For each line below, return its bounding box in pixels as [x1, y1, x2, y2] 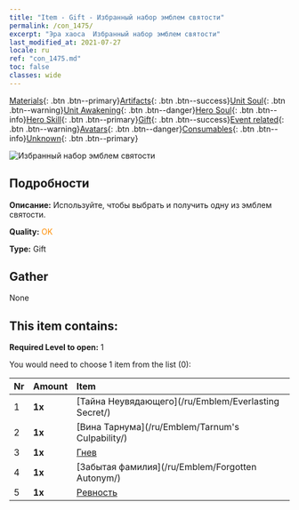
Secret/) [76, 406, 111, 418]
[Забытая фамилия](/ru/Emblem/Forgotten [76, 461, 257, 474]
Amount [32, 380, 69, 393]
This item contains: [9, 318, 118, 333]
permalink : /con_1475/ [9, 21, 93, 30]
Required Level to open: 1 [9, 342, 104, 353]
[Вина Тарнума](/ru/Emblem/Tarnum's [76, 421, 240, 434]
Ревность [76, 486, 118, 498]
